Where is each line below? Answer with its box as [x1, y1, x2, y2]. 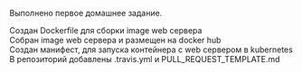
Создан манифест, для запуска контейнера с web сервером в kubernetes [9, 44, 294, 55]
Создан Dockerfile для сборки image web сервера [9, 25, 203, 35]
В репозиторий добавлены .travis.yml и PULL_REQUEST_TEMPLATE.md [9, 54, 280, 64]
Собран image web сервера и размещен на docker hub [9, 35, 222, 45]
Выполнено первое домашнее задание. [9, 8, 163, 18]
